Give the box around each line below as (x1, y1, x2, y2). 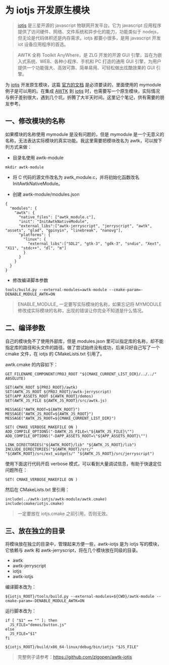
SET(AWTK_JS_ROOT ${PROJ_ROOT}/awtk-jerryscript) (5, 389, 112, 394)
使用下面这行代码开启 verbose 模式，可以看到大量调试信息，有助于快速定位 (5, 460, 162, 466)
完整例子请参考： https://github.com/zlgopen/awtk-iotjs (17, 654, 132, 660)
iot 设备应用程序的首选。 (17, 41, 69, 47)
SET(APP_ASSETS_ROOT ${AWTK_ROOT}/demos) (5, 394, 94, 399)
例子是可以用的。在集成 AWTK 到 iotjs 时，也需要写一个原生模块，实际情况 (5, 88, 160, 94)
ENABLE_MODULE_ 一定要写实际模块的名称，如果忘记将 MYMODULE (17, 301, 162, 307)
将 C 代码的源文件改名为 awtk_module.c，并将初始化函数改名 (12, 174, 140, 180)
